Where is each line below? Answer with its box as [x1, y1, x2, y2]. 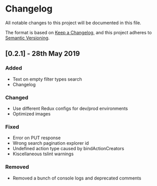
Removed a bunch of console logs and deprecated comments [12, 175, 142, 181]
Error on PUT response [12, 135, 61, 141]
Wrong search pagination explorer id [12, 140, 89, 146]
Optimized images [12, 110, 51, 116]
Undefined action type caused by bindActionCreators [12, 146, 125, 152]
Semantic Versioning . [5, 35, 50, 41]
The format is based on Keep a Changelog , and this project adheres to [5, 29, 152, 35]
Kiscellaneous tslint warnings [12, 151, 74, 157]
